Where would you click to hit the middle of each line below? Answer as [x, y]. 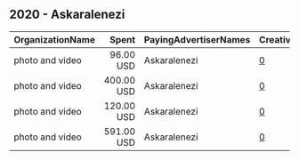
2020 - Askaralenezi [67, 15]
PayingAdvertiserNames [197, 39]
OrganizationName [55, 39]
